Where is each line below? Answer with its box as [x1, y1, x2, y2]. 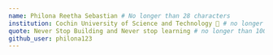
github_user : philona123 [8, 34, 93, 43]
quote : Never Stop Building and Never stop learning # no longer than [8, 27, 253, 35]
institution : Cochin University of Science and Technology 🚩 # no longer [8, 19, 264, 27]
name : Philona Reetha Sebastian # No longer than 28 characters [8, 11, 231, 20]
